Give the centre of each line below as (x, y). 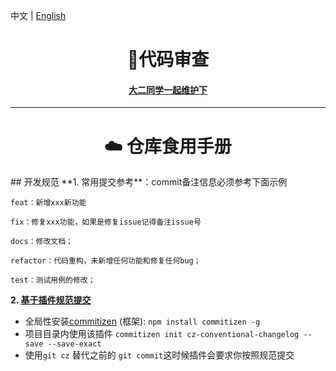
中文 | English (38, 15)
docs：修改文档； (41, 242)
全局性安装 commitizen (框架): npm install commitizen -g (142, 321)
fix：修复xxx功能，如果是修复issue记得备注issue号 (106, 222)
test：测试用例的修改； (53, 280)
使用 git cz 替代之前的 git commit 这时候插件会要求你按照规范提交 (159, 355)
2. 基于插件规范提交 (51, 300)
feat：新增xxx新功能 (48, 203)
